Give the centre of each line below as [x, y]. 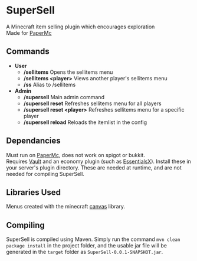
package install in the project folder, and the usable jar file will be [86, 246]
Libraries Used [33, 192]
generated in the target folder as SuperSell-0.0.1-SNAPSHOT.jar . [85, 252]
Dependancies [33, 141]
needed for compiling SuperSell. [45, 174]
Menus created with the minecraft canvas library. [66, 207]
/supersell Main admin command [64, 97]
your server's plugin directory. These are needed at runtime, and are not [94, 167]
